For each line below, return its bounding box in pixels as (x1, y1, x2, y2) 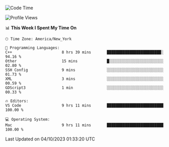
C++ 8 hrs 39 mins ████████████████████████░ (5, 50, 164, 55)
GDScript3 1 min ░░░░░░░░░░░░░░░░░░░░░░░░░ (5, 85, 164, 90)
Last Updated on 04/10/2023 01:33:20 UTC (5, 136, 95, 142)
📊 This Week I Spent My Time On (5, 25, 77, 30)
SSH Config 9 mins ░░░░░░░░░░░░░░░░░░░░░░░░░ (5, 67, 164, 72)
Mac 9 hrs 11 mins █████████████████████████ (5, 123, 164, 128)
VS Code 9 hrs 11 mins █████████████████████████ (5, 103, 164, 108)
